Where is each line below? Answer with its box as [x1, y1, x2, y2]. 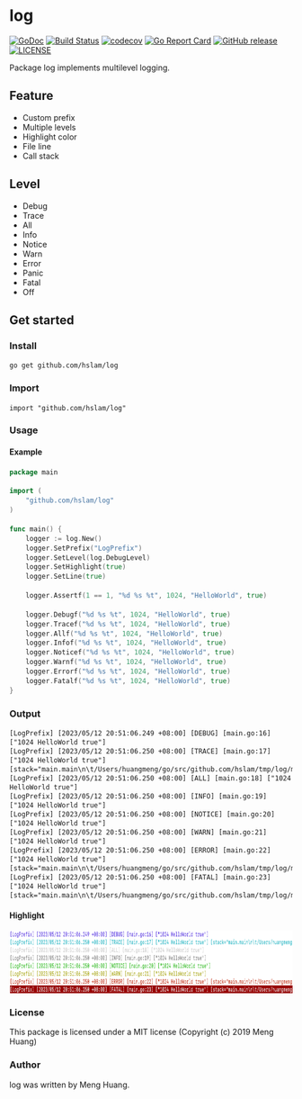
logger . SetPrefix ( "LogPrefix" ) [25, 544, 143, 553]
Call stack [22, 150, 60, 161]
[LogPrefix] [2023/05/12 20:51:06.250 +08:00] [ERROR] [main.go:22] [9, 845, 271, 855]
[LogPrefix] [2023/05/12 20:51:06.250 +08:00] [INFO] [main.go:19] [9, 791, 268, 801]
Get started [9, 312, 75, 328]
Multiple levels [22, 122, 76, 132]
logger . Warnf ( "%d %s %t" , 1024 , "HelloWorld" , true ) [25, 658, 227, 667]
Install [9, 339, 38, 352]
